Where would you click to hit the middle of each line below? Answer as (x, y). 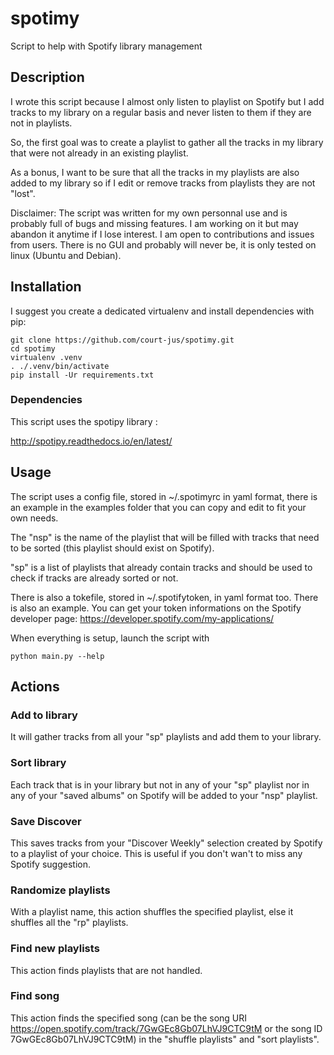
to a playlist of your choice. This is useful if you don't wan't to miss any (156, 853)
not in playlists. (41, 123)
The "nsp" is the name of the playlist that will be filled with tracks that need (165, 537)
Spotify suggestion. (50, 864)
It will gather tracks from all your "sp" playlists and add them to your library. (166, 737)
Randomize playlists (60, 890)
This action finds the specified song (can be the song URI (129, 1018)
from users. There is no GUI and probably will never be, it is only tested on (163, 244)
